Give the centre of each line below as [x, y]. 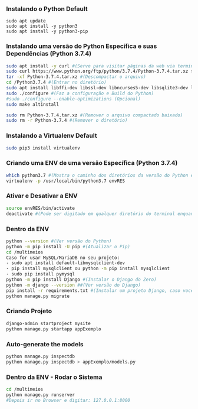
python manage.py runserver [41, 395]
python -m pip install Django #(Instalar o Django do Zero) [82, 280]
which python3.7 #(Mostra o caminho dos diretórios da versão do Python [97, 175]
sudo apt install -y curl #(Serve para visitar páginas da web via [91, 66]
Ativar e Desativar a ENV [42, 196]
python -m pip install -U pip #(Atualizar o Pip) [68, 246]
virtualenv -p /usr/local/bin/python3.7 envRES [66, 181]
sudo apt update [26, 21]
